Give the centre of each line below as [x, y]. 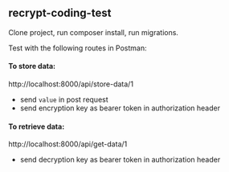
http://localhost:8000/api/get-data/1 [68, 144]
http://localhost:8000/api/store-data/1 [71, 84]
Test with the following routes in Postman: [78, 48]
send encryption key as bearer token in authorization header [120, 108]
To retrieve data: [37, 126]
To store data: [32, 66]
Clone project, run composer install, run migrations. [94, 32]
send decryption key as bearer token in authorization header [120, 160]
